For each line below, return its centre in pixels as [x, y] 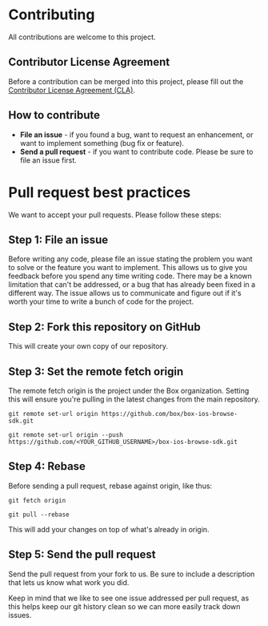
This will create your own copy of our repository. [88, 346]
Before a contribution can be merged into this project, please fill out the [126, 81]
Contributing [52, 15]
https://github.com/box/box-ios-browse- [170, 414]
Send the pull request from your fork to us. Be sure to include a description [132, 574]
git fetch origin [37, 500]
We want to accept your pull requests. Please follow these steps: [115, 215]
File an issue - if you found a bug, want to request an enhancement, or [136, 135]
